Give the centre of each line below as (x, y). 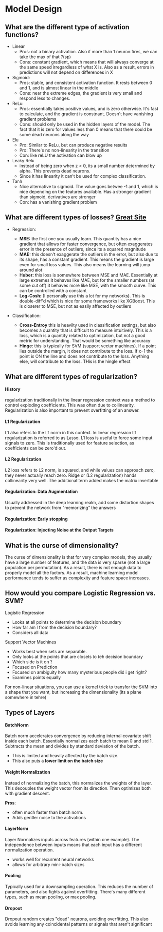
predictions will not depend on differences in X (66, 72)
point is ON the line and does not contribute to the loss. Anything (84, 356)
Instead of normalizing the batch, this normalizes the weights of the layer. (79, 783)
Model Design (34, 9)
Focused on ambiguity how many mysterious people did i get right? (80, 672)
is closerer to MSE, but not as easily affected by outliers (75, 306)
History (13, 389)
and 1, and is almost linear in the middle (59, 88)
